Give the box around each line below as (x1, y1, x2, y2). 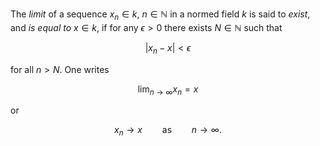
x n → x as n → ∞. (114, 124, 222, 138)
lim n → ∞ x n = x (137, 83, 199, 97)
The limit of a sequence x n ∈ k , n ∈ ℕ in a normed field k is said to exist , (10, 8, 311, 22)
